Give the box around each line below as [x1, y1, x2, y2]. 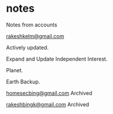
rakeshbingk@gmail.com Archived [6, 100, 89, 108]
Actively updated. [6, 43, 49, 51]
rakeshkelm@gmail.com [6, 32, 65, 39]
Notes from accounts [6, 21, 58, 28]
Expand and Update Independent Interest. [6, 55, 108, 62]
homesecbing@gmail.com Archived [6, 89, 92, 96]
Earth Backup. [6, 78, 41, 85]
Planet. [6, 66, 24, 73]
